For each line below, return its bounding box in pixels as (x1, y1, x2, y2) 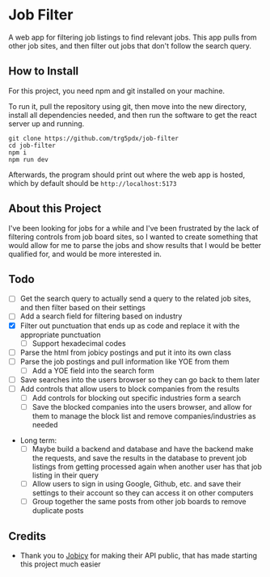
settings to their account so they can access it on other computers (32, 488, 254, 498)
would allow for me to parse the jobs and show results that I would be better (8, 240, 262, 250)
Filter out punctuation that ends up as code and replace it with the (19, 321, 240, 331)
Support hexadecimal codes (32, 338, 127, 348)
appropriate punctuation (19, 330, 101, 339)
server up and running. (8, 119, 85, 128)
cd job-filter (8, 141, 57, 150)
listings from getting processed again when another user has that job (32, 462, 263, 472)
